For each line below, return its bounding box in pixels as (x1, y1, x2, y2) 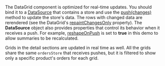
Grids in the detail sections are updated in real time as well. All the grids (5, 45, 151, 50)
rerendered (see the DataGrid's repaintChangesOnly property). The (5, 20, 142, 25)
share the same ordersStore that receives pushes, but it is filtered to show (5, 50, 156, 56)
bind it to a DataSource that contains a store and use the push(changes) (5, 9, 152, 15)
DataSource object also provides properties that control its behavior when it (5, 25, 160, 31)
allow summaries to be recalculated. (5, 35, 79, 41)
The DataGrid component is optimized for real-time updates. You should (5, 4, 152, 10)
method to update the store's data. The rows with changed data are (5, 15, 143, 20)
